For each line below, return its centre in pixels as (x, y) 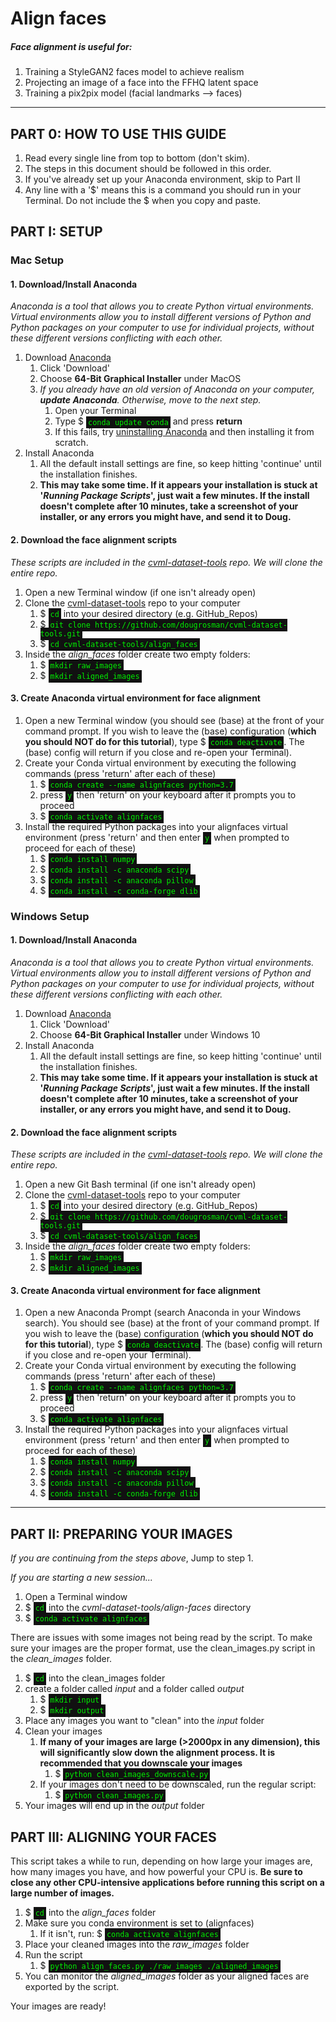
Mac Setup (37, 260)
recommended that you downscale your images (141, 1763)
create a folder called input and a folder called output (134, 1689)
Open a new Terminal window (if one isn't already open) (140, 592)
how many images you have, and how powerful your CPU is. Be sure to (156, 1872)
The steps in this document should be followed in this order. (148, 168)
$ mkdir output (72, 1710)
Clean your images (63, 1731)
